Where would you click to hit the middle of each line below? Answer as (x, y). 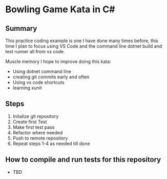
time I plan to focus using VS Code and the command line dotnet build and (84, 46)
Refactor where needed (38, 132)
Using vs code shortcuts (39, 82)
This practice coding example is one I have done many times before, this (82, 41)
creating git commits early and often (51, 77)
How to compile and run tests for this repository (83, 160)
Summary (21, 28)
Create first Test (30, 122)
